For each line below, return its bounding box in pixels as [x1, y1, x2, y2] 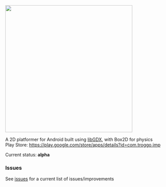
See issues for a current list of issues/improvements [5, 176, 114, 182]
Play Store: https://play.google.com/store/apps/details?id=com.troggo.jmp [5, 142, 161, 148]
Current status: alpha [5, 152, 50, 158]
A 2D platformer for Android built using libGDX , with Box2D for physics [5, 137, 153, 142]
